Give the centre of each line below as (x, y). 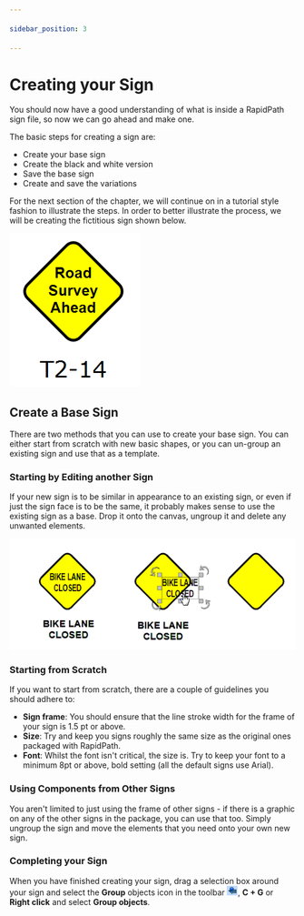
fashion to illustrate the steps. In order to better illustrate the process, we (145, 211)
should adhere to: (42, 700)
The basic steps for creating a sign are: (83, 137)
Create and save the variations (80, 184)
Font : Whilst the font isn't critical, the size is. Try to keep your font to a (154, 756)
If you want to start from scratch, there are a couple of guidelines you (139, 690)
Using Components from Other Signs (92, 789)
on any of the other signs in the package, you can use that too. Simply (140, 818)
